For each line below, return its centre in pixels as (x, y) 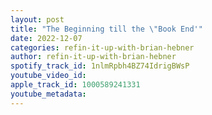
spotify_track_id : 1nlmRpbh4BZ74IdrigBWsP (100, 66)
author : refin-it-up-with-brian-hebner (93, 57)
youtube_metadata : (48, 94)
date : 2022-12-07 (46, 38)
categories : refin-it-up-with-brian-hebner (102, 47)
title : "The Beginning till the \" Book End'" (106, 29)
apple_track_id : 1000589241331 (75, 85)
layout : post (37, 19)
